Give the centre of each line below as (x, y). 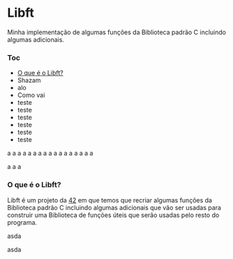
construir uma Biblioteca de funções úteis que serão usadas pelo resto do (113, 215)
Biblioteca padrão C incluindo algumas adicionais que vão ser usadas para (114, 207)
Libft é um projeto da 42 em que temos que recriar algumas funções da (110, 200)
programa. (22, 222)
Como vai (31, 95)
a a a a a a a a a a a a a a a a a (50, 153)
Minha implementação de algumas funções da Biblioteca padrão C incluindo (117, 32)
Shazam (29, 80)
